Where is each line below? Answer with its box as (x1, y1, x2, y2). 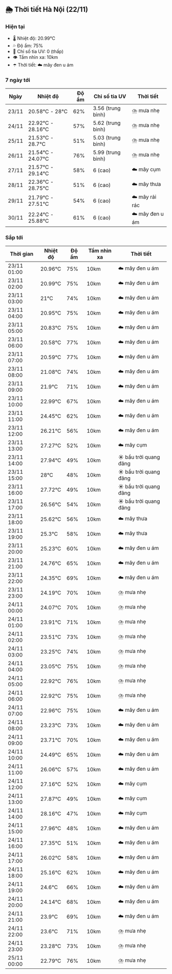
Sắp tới (5, 234, 23, 241)
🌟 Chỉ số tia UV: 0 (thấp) (12, 48, 64, 54)
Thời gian (10, 250, 34, 258)
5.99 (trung (93, 149, 121, 156)
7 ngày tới (5, 76, 31, 83)
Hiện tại (5, 23, 25, 30)
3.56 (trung (93, 104, 121, 112)
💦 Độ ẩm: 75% (12, 43, 44, 49)
